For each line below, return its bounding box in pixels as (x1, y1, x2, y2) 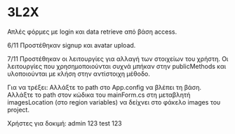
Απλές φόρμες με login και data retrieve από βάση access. (7, 27, 177, 36)
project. (7, 105, 30, 114)
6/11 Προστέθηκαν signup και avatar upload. (7, 41, 136, 49)
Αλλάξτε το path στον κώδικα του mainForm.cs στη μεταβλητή (7, 91, 191, 99)
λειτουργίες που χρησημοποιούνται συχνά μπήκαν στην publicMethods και (7, 62, 227, 70)
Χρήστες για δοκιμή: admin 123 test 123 (7, 119, 123, 127)
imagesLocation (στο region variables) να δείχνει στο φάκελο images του (7, 98, 221, 106)
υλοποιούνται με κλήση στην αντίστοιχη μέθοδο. (7, 69, 151, 78)
